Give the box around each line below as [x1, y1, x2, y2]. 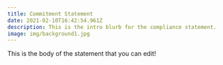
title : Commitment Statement [7, 10, 93, 18]
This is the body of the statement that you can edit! [7, 49, 156, 58]
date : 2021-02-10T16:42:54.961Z [7, 17, 103, 24]
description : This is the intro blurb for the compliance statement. [7, 23, 217, 30]
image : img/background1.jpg [7, 30, 91, 37]
